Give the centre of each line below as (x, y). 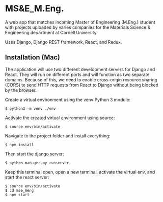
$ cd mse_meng (20, 190)
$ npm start (17, 195)
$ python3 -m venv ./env (30, 108)
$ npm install (20, 145)
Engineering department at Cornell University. (52, 32)
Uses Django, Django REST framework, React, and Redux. (64, 42)
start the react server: (27, 177)
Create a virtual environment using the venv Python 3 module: (68, 100)
